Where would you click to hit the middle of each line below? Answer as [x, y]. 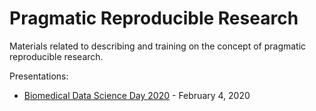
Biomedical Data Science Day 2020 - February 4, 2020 [137, 95]
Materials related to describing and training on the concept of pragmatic [158, 46]
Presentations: [39, 76]
